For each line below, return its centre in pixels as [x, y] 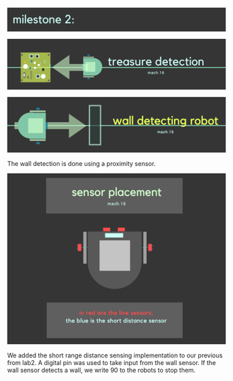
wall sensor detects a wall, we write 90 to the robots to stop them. [102, 370]
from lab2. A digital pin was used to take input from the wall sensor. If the [112, 363]
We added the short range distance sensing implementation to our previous [115, 355]
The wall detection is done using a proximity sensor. [81, 163]
